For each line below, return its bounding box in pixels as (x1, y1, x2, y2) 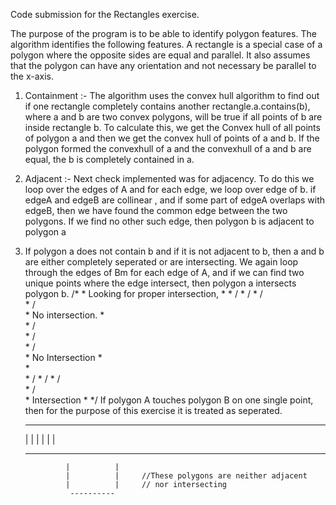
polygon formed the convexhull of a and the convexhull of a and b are (24, 143, 312, 154)
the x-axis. (10, 70, 55, 82)
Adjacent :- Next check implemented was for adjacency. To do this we (24, 173, 315, 184)
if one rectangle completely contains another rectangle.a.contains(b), (24, 100, 311, 112)
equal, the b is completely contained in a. (24, 154, 195, 165)
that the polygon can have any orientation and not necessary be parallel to (10, 60, 317, 71)
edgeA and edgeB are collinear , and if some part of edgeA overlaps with (24, 194, 326, 206)
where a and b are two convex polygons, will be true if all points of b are (24, 111, 323, 123)
